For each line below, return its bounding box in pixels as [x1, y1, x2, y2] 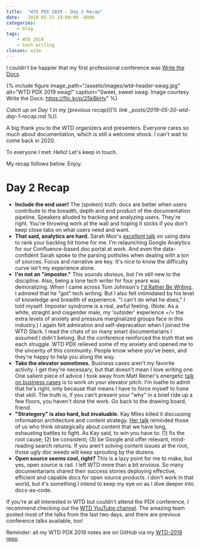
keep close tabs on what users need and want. [14, 226, 130, 233]
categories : [6, 20, 36, 26]
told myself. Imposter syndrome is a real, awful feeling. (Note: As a [14, 302, 179, 310]
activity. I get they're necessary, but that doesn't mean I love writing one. [14, 366, 195, 373]
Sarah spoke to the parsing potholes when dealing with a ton [39, 252, 189, 259]
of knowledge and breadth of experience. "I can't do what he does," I [14, 296, 185, 303]
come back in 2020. [6, 137, 56, 144]
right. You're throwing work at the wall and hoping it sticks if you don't [14, 219, 188, 227]
